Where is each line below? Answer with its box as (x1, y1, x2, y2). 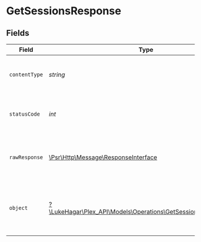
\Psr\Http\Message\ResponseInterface (48, 153, 157, 162)
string (48, 70, 66, 79)
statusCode (9, 111, 40, 117)
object (9, 204, 28, 211)
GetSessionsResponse (6, 4, 121, 18)
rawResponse (9, 154, 44, 160)
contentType (9, 72, 44, 78)
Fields (6, 28, 30, 38)
